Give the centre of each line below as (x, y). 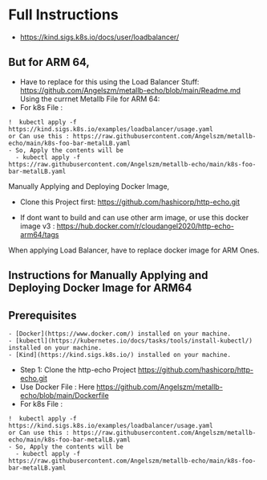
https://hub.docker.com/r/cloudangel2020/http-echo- (145, 226)
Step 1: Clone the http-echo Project (78, 369)
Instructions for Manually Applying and (108, 275)
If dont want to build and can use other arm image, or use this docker (134, 217)
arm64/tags (39, 234)
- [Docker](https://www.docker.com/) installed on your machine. (119, 334)
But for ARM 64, (49, 62)
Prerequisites (42, 315)
